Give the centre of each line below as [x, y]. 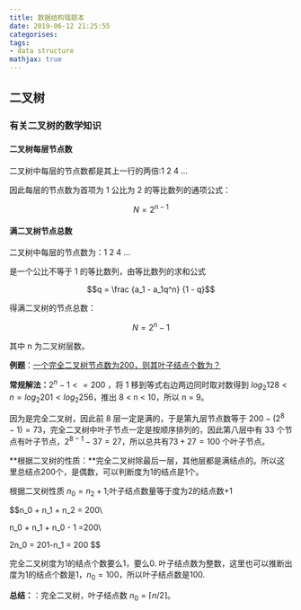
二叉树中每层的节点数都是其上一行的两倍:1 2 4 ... [99, 171]
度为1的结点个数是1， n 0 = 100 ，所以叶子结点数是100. [107, 576]
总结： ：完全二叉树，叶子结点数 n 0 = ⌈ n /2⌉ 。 [92, 597]
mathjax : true [36, 59]
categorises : [34, 34]
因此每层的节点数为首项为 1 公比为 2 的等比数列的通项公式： [120, 190]
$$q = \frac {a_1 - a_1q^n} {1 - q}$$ [151, 289]
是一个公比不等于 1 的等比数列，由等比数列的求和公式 [108, 271]
